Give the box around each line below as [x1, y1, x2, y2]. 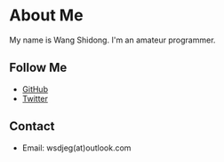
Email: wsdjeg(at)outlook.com [21, 143, 132, 153]
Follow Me [9, 60, 68, 75]
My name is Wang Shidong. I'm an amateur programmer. [9, 35, 216, 45]
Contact [9, 119, 55, 134]
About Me [9, 5, 84, 26]
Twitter [21, 93, 49, 104]
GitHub [21, 83, 49, 94]
